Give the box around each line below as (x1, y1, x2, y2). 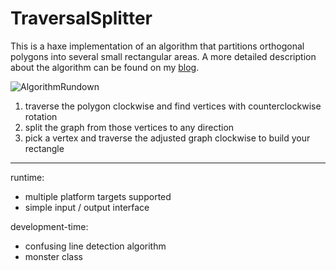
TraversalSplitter (10, 7, 153, 30)
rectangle (24, 142, 65, 154)
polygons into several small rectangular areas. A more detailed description (10, 50, 317, 62)
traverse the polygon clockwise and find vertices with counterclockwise (24, 100, 322, 112)
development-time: (10, 220, 89, 232)
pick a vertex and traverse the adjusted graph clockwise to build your (24, 132, 311, 144)
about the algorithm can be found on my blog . (10, 61, 200, 73)
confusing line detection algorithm (24, 240, 167, 252)
